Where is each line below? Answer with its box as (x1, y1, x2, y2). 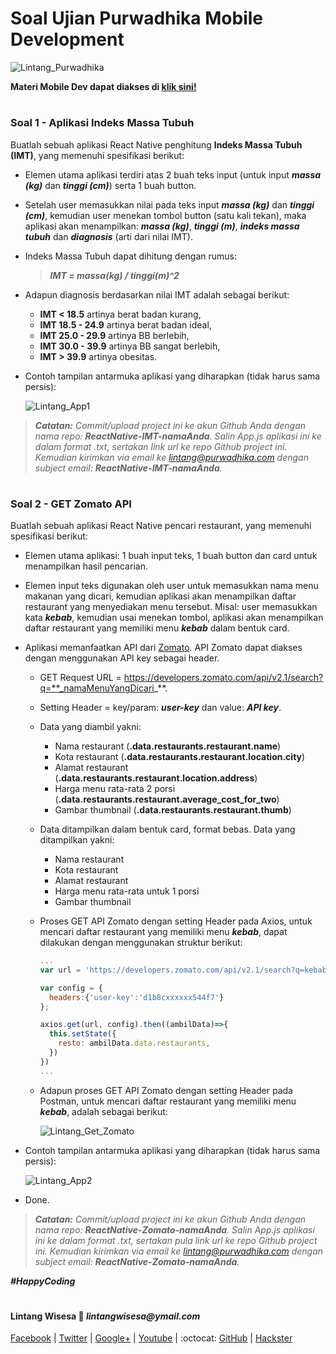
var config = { (39, 983, 103, 993)
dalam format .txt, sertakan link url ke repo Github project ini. (34, 440, 288, 452)
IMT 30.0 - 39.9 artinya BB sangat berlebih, (39, 340, 221, 352)
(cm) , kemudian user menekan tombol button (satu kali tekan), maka (24, 209, 307, 221)
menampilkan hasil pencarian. (24, 560, 148, 572)
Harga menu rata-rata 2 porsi (54, 783, 176, 795)
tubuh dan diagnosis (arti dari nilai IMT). (24, 230, 193, 242)
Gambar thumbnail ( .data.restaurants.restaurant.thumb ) (54, 804, 292, 816)
